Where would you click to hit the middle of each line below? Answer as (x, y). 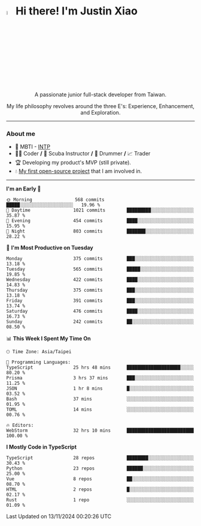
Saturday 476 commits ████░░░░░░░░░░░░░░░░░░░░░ (100, 311)
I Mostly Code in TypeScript (41, 447)
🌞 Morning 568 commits (55, 200)
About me (21, 134)
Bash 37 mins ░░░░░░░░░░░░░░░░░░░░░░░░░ (100, 399)
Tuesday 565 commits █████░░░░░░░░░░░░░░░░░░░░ (100, 269)
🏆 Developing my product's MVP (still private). (73, 163)
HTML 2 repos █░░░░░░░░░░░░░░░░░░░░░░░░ (100, 490)
